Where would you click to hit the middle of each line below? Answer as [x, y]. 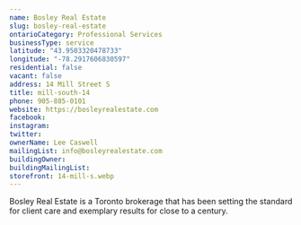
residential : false [46, 68]
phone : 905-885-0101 [48, 101]
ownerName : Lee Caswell [54, 143]
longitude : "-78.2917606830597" [70, 59]
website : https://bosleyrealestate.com [84, 109]
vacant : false [36, 76]
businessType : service [52, 43]
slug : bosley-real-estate [58, 26]
